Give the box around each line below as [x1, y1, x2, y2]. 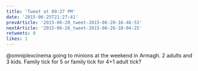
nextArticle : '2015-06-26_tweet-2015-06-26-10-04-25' [6, 25, 143, 31]
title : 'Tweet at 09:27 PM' [6, 8, 76, 15]
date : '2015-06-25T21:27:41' [6, 14, 78, 20]
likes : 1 [6, 36, 28, 42]
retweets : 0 [6, 31, 36, 36]
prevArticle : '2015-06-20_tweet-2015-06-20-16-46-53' [6, 19, 143, 25]
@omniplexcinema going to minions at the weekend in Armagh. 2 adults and [6, 52, 193, 59]
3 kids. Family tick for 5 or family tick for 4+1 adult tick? [6, 58, 142, 65]
